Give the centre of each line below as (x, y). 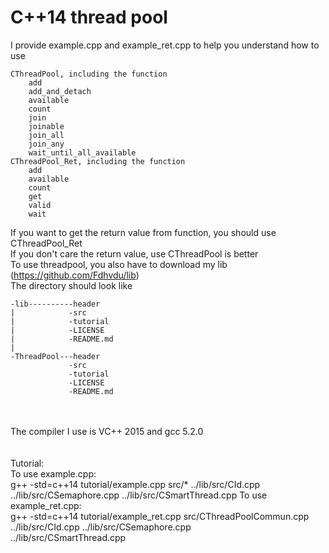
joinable (46, 126)
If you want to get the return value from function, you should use (143, 232)
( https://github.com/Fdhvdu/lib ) (75, 275)
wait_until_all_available (82, 152)
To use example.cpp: (53, 473)
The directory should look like (71, 285)
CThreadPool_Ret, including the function (98, 161)
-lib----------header (55, 304)
